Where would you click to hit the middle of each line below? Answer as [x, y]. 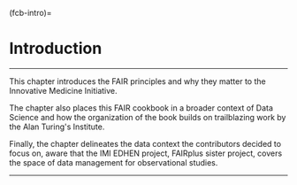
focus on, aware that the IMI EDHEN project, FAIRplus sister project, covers [146, 153]
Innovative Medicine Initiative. [63, 90]
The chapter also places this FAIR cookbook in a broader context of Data [141, 108]
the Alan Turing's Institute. [57, 127]
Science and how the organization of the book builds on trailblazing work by [148, 117]
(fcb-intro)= [30, 13]
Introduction [56, 49]
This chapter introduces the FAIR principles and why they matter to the [138, 81]
